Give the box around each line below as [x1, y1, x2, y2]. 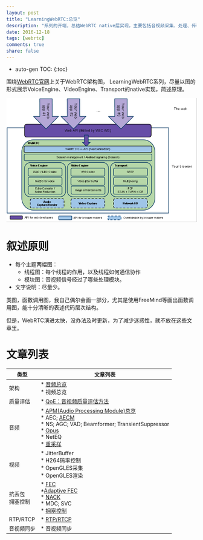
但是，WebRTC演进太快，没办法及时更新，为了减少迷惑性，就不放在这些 [6, 317, 187, 324]
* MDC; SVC [40, 499, 72, 507]
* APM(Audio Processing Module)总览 [40, 407, 136, 415]
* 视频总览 [40, 388, 67, 395]
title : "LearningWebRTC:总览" [6, 16, 80, 22]
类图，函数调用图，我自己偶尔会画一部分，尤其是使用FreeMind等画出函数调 [6, 297, 195, 304]
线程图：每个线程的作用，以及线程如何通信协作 [24, 268, 141, 275]
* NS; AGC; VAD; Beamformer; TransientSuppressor [40, 421, 170, 428]
